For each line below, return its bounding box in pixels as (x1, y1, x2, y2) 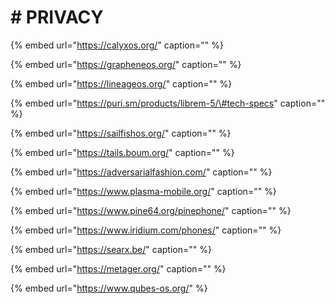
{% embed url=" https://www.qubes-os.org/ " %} (10, 282, 208, 294)
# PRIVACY (10, 6, 104, 29)
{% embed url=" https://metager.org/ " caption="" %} (10, 262, 227, 275)
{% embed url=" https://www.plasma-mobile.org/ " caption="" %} (10, 185, 277, 197)
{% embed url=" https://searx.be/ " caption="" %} (10, 243, 212, 255)
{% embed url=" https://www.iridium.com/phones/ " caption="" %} (10, 224, 282, 236)
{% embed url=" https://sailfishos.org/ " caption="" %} (10, 127, 232, 139)
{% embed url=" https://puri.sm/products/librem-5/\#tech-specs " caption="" (10, 97, 326, 109)
